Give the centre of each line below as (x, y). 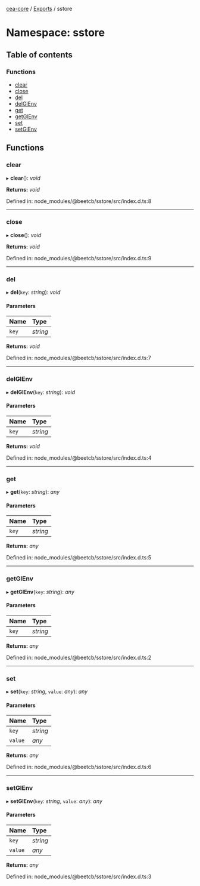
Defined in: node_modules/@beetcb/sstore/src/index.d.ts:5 (79, 558)
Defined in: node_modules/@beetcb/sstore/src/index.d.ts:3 (79, 876)
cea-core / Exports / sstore (39, 9)
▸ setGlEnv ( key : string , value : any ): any (54, 801)
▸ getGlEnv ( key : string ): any (40, 592)
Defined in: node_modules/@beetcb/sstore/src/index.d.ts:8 (79, 201)
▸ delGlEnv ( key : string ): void (41, 392)
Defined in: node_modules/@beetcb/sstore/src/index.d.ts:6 (79, 767)
